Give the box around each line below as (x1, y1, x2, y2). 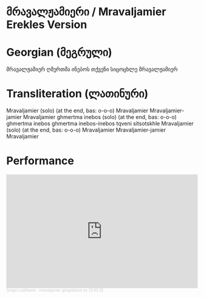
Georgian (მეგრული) (6, 46, 112, 59)
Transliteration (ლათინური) (6, 87, 149, 101)
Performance (6, 154, 75, 168)
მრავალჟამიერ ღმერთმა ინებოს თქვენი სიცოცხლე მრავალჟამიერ (6, 66, 178, 73)
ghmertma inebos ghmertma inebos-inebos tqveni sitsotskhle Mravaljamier (6, 120, 194, 127)
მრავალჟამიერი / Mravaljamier (6, 5, 166, 19)
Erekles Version (6, 18, 87, 32)
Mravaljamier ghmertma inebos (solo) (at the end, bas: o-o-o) (23, 113, 177, 121)
